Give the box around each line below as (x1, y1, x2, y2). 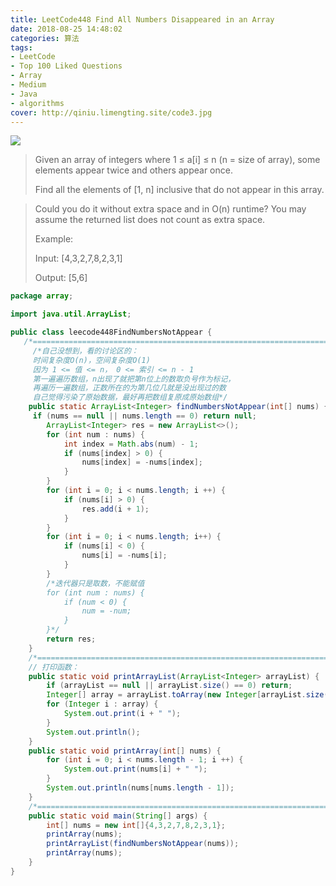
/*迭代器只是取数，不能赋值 (46, 578, 145, 588)
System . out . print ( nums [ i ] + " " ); (63, 764, 208, 775)
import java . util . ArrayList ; (10, 309, 132, 320)
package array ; (10, 291, 74, 301)
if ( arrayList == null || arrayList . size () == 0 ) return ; (46, 681, 293, 691)
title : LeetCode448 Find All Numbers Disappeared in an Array (10, 14, 275, 25)
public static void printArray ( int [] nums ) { (28, 746, 222, 756)
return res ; (46, 634, 97, 644)
